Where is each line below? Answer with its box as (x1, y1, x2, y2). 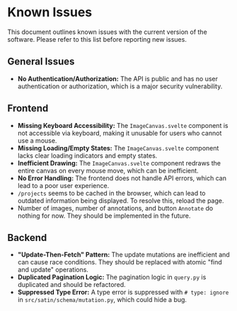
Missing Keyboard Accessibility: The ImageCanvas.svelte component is (17, 121, 229, 129)
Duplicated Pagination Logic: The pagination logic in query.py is (17, 273, 207, 281)
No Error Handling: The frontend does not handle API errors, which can (17, 174, 226, 182)
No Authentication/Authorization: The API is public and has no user (17, 74, 218, 83)
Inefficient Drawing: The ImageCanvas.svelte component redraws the (17, 158, 221, 167)
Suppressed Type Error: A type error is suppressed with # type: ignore (17, 288, 229, 297)
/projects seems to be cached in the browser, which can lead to (17, 189, 206, 197)
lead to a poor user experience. (17, 181, 110, 189)
